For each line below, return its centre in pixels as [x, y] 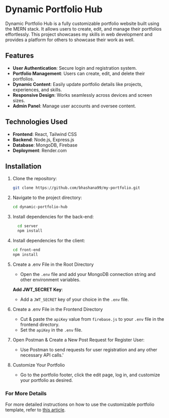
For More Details [26, 393]
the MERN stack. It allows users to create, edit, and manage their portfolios [83, 29]
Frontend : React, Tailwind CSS [45, 134]
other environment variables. [50, 280]
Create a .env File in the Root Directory [53, 264]
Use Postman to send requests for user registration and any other [89, 349]
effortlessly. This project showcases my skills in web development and [79, 34]
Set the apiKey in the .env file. [51, 330]
